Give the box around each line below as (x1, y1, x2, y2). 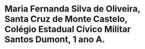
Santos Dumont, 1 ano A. (4, 34, 105, 45)
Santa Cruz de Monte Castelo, (4, 13, 128, 24)
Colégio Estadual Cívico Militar (4, 24, 131, 35)
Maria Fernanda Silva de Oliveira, (4, 3, 141, 14)
